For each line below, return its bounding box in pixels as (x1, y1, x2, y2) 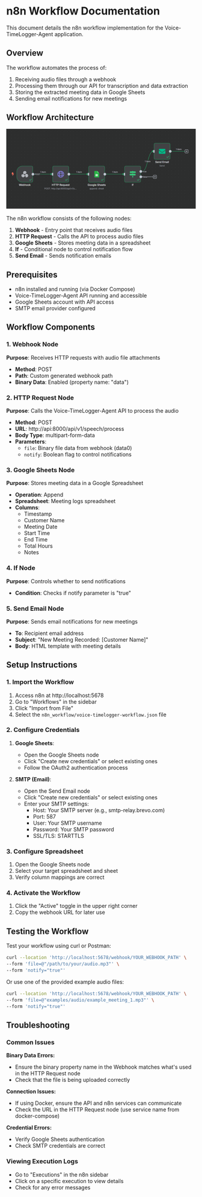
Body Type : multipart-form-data (14, 431, 95, 439)
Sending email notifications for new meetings (14, 95, 127, 102)
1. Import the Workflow (6, 678, 74, 686)
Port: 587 (32, 813, 56, 820)
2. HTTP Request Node (6, 393, 74, 402)
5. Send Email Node (6, 604, 64, 613)
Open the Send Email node (23, 787, 90, 795)
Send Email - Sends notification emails (14, 252, 112, 260)
